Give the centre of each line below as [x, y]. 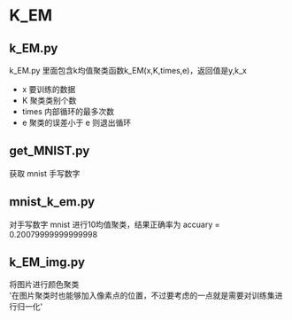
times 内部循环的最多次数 [68, 111]
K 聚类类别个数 [49, 100]
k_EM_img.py [47, 262]
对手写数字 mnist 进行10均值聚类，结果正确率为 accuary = [115, 224]
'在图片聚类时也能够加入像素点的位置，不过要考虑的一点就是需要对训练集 [142, 296]
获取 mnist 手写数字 [45, 173]
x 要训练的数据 [49, 89]
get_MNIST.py [50, 151]
